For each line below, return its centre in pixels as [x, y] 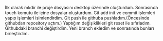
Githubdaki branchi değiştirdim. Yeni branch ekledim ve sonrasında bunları [80, 28]
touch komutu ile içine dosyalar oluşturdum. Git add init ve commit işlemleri [80, 13]
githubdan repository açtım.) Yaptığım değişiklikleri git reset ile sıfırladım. [78, 23]
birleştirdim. [17, 33]
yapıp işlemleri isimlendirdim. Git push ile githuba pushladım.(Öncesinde [77, 18]
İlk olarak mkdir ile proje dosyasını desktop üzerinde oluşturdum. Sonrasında [81, 8]
